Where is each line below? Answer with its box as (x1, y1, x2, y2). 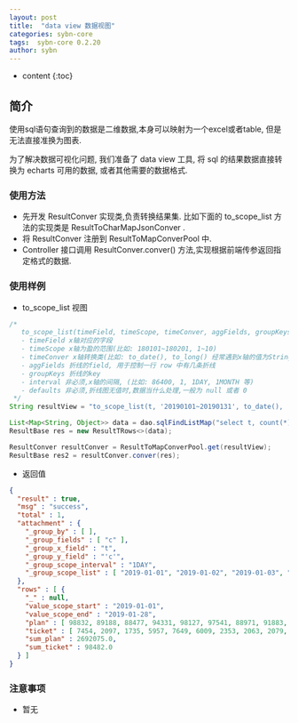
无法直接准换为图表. (9, 134, 82, 145)
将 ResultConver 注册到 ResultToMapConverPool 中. (21, 233, 212, 245)
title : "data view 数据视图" (9, 21, 115, 30)
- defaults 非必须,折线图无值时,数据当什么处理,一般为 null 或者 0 (20, 386, 247, 395)
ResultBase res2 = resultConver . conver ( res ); (9, 451, 180, 460)
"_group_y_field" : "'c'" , (25, 552, 125, 561)
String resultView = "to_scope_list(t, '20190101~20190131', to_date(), (9, 402, 284, 412)
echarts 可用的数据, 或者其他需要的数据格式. (26, 165, 188, 175)
